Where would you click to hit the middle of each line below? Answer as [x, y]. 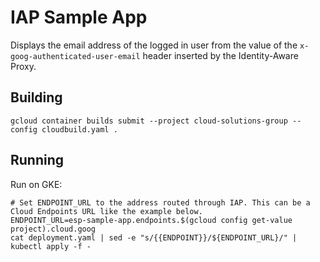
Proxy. [23, 66]
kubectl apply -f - [51, 246]
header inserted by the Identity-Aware [220, 55]
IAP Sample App [79, 17]
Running [37, 160]
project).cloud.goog [53, 229]
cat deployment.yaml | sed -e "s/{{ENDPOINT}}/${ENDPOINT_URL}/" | [154, 237]
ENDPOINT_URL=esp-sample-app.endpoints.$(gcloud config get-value [151, 220]
